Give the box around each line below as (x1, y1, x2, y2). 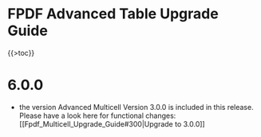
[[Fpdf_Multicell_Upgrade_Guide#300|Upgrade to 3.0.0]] (18, 119, 205, 128)
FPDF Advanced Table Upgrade (7, 5, 219, 23)
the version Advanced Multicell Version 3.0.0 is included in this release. (18, 102, 254, 112)
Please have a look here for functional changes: (18, 111, 176, 120)
